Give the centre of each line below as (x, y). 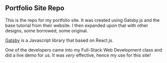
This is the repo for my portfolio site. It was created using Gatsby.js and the (82, 20)
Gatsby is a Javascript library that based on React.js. (59, 40)
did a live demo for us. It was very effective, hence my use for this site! (78, 55)
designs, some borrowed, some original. (47, 31)
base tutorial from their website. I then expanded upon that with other (77, 25)
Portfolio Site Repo (35, 8)
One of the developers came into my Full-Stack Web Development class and (84, 50)
